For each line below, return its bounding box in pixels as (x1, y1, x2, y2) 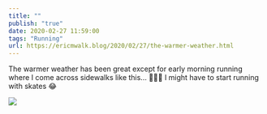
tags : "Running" (8, 34, 63, 43)
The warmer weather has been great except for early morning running (8, 64, 243, 74)
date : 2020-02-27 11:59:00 (8, 27, 100, 35)
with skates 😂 (8, 82, 57, 91)
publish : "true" (8, 19, 63, 27)
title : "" (8, 11, 42, 20)
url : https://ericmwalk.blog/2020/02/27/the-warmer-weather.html (8, 42, 234, 50)
